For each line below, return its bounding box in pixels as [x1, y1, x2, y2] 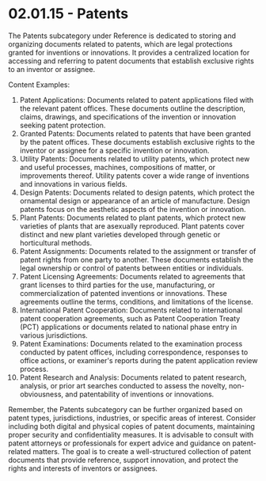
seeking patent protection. [19, 120, 106, 130]
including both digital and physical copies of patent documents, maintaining [8, 421, 256, 431]
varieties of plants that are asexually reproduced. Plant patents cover [19, 221, 245, 230]
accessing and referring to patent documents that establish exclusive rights [8, 56, 255, 66]
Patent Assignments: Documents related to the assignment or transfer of [19, 246, 256, 256]
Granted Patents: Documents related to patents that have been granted [19, 128, 252, 138]
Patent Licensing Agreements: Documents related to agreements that [19, 271, 245, 281]
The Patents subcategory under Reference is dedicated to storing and [8, 31, 236, 40]
